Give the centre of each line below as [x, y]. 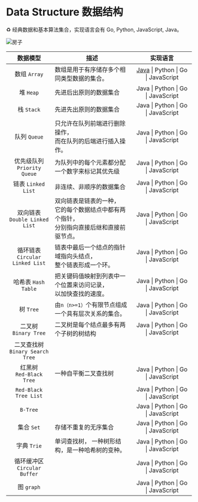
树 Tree [29, 309]
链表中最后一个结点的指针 [90, 247]
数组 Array [29, 74]
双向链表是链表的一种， [87, 201]
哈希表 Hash [29, 282]
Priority [29, 168]
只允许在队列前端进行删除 [90, 123]
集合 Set [29, 427]
